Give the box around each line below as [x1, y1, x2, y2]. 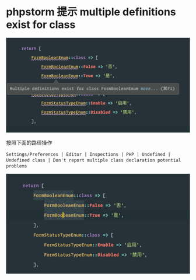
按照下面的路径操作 [6, 139, 52, 146]
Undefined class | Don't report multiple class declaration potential [6, 157, 181, 163]
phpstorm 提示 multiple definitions [6, 5, 176, 19]
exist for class [6, 18, 76, 32]
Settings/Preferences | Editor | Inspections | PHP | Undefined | [6, 152, 171, 157]
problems [6, 163, 27, 169]
